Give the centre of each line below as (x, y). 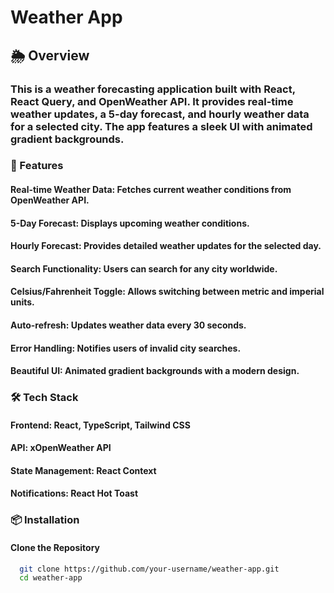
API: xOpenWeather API (61, 448)
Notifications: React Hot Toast (74, 493)
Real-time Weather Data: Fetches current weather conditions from (151, 190)
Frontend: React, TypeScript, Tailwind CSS (100, 425)
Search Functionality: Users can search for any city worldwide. (144, 268)
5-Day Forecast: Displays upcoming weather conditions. (130, 223)
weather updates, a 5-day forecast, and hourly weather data (160, 114)
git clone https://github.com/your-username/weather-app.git (149, 569)
